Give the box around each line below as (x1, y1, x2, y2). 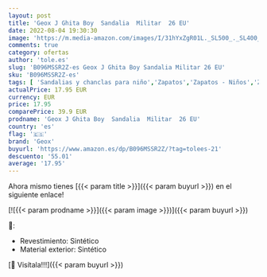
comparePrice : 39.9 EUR (8, 108, 87, 116)
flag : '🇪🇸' (8, 130, 48, 138)
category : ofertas (8, 49, 69, 57)
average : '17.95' (8, 160, 66, 168)
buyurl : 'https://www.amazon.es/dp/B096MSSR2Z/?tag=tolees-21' (8, 145, 222, 153)
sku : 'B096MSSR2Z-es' (8, 71, 80, 79)
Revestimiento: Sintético (19, 236, 99, 246)
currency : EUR (8, 93, 56, 101)
